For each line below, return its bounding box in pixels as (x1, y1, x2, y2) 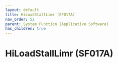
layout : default (5, 7, 39, 13)
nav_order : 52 (5, 17, 35, 22)
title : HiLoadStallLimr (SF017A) (5, 12, 75, 17)
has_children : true (5, 26, 46, 31)
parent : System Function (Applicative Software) (5, 21, 109, 27)
